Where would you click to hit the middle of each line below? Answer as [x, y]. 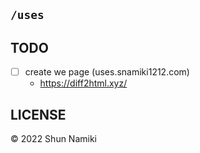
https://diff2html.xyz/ [83, 83]
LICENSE [38, 114]
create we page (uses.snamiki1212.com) [107, 72]
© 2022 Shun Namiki [54, 139]
